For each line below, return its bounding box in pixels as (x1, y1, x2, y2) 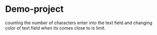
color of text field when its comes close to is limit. (5, 25, 106, 31)
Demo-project (5, 3, 64, 15)
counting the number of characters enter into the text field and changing (5, 20, 153, 26)
